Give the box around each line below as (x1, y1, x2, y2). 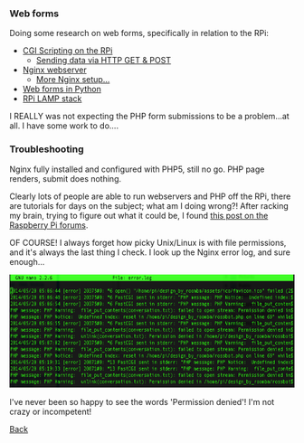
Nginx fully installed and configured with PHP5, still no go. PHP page (9, 164, 265, 174)
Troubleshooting (9, 143, 84, 156)
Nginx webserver (22, 64, 88, 75)
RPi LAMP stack (22, 93, 82, 104)
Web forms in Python (22, 84, 101, 95)
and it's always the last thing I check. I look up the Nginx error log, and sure (9, 247, 291, 258)
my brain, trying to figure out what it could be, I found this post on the (9, 210, 269, 221)
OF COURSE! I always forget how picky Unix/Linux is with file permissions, (9, 237, 287, 248)
